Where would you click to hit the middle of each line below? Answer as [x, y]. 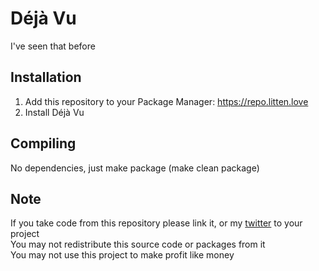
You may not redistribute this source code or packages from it [138, 244]
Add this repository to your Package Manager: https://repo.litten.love [166, 101]
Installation [46, 77]
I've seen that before [53, 46]
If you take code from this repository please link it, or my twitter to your [156, 223]
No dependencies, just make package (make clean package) [135, 168]
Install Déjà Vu [54, 112]
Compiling [43, 143]
